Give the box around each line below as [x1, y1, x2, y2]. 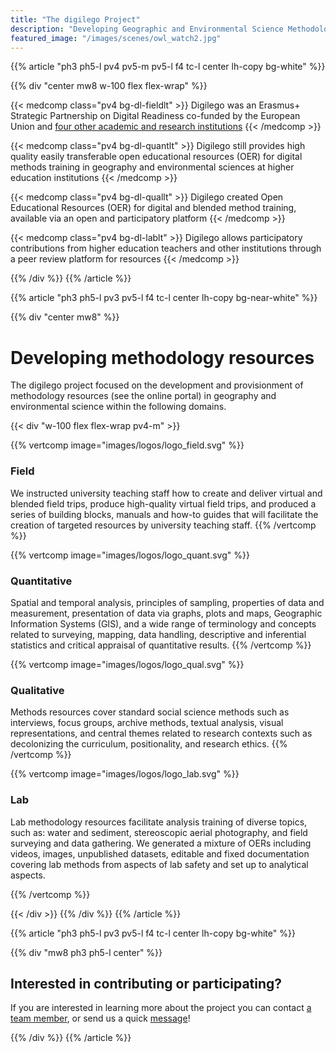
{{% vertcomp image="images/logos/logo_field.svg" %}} [10, 439, 245, 451]
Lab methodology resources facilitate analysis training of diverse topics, [10, 816, 308, 828]
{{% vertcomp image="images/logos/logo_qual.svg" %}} [10, 658, 245, 670]
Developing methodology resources [10, 346, 315, 369]
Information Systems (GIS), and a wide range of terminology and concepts [10, 617, 317, 630]
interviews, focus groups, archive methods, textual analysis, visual [10, 717, 284, 729]
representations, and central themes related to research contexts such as [10, 727, 313, 740]
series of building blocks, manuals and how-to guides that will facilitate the [10, 508, 319, 520]
